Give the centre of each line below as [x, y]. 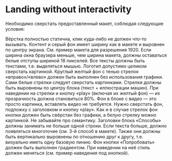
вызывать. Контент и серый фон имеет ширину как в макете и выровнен [85, 44]
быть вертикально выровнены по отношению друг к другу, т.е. [74, 136]
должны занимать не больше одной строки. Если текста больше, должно [86, 126]
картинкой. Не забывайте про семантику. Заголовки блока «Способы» [83, 120]
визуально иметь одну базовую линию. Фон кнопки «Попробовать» [80, 142]
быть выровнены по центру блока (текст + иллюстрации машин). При [82, 87]
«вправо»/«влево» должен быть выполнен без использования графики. [84, 77]
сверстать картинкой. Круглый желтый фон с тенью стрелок [72, 71]
